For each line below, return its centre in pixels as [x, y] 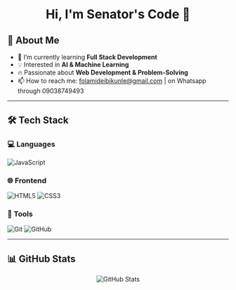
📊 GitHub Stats [41, 259]
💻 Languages [31, 145]
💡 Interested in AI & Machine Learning [73, 65]
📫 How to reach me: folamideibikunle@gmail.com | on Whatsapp [112, 81]
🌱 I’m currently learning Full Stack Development [87, 57]
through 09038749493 [51, 91]
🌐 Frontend [27, 180]
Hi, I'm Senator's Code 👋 [118, 14]
